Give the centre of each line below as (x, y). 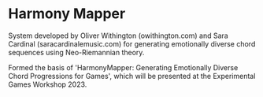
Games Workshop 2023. (48, 84)
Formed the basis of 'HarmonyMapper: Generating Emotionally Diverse (123, 67)
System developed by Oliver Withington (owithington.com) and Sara (118, 35)
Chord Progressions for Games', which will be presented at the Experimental (132, 76)
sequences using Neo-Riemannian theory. (76, 52)
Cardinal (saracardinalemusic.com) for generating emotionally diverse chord (132, 43)
